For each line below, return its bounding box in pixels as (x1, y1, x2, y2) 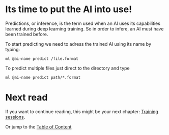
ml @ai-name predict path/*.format (5, 75, 81, 80)
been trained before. (5, 31, 48, 37)
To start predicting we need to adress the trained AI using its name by (5, 41, 152, 47)
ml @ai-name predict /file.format (5, 56, 79, 61)
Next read (5, 92, 48, 104)
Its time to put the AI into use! (5, 4, 132, 15)
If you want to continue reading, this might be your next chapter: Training (5, 108, 159, 115)
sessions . (5, 114, 25, 120)
